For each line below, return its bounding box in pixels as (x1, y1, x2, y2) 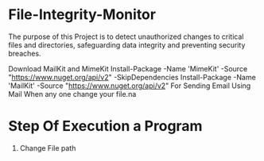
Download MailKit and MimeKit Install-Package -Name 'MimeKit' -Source (8, 63, 248, 73)
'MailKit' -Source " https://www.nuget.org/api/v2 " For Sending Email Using (8, 81, 251, 90)
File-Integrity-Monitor (8, 6, 157, 24)
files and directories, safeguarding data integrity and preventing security (8, 40, 246, 49)
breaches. (8, 48, 41, 58)
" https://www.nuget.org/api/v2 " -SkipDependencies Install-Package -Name (8, 72, 256, 82)
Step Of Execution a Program (8, 117, 203, 136)
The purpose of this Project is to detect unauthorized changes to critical (8, 32, 244, 41)
